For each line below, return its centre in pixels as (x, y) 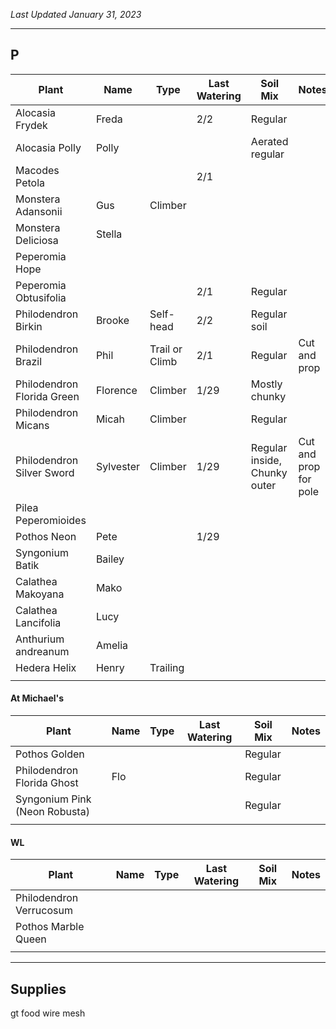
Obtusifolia (41, 297)
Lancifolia (38, 622)
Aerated (269, 141)
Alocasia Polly (48, 147)
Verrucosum (44, 911)
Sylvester (118, 466)
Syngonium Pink (53, 799)
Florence (116, 390)
